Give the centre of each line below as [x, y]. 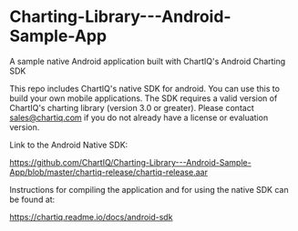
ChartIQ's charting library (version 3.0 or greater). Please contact [132, 107]
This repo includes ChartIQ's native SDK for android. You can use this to [145, 88]
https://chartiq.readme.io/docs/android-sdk [91, 216]
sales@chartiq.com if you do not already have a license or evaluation [139, 117]
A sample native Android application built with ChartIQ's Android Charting [148, 61]
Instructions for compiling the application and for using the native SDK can [149, 189]
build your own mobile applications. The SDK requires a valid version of [144, 98]
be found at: [32, 199]
